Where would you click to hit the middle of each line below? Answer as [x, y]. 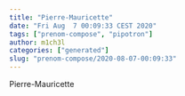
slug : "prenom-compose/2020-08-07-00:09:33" [93, 59]
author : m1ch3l [37, 42]
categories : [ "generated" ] [59, 51]
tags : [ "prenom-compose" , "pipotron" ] [81, 34]
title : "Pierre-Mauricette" [61, 17]
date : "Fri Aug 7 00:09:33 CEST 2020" [83, 26]
